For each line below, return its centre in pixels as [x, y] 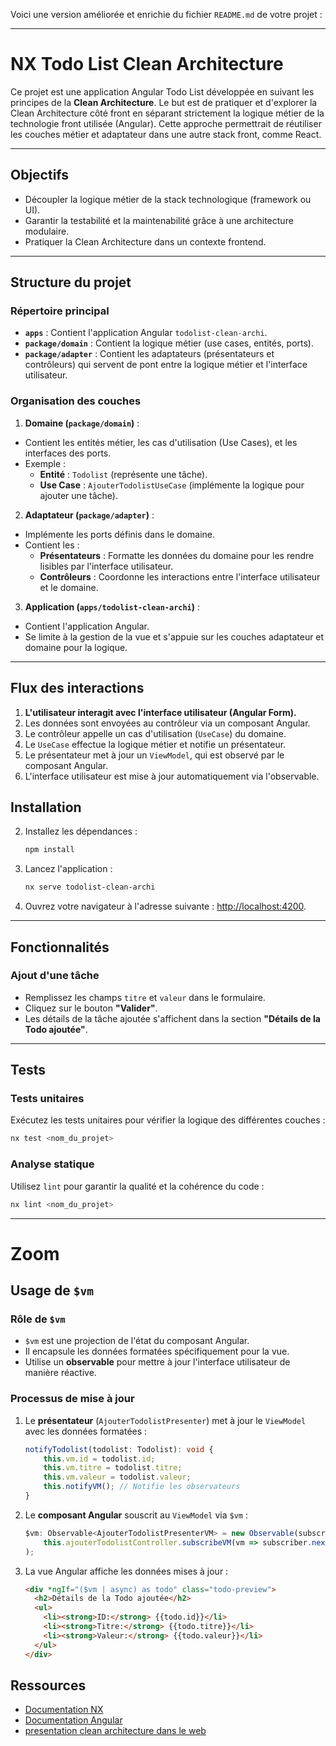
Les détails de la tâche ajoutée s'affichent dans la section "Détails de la [172, 1018]
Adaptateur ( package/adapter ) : [89, 515]
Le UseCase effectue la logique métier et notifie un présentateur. [155, 744]
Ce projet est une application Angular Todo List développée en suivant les [162, 91]
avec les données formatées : [86, 1431]
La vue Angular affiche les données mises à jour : [126, 1571]
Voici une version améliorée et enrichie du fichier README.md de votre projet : [166, 14]
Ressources [48, 1685]
